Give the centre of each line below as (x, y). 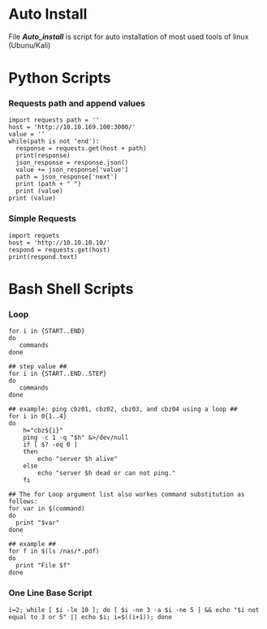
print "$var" (38, 523)
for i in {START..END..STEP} (58, 374)
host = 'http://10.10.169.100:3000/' (72, 127)
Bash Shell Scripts (71, 289)
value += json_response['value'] (72, 170)
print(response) (43, 156)
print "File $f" (43, 566)
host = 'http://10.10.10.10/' (60, 243)
